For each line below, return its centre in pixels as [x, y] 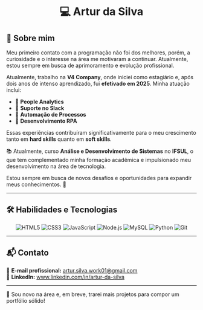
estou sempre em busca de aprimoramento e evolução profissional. [90, 65]
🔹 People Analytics [39, 102]
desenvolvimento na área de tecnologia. [56, 166]
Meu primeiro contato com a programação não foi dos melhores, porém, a [98, 53]
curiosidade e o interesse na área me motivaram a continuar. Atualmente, [97, 59]
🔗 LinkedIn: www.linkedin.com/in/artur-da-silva [66, 277]
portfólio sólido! [26, 300]
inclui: [14, 90]
